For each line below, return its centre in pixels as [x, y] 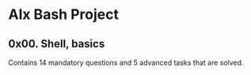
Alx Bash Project [63, 15]
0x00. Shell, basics [57, 44]
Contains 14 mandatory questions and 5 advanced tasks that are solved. [126, 62]
